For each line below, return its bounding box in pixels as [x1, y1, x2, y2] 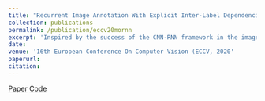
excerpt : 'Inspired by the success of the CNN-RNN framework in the [8, 33, 238, 41]
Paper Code [8, 84, 47, 93]
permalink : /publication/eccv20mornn [8, 26, 132, 34]
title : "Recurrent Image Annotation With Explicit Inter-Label [8, 11, 221, 20]
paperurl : [8, 56, 41, 63]
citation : [8, 63, 41, 70]
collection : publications [8, 19, 93, 27]
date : [8, 41, 26, 49]
